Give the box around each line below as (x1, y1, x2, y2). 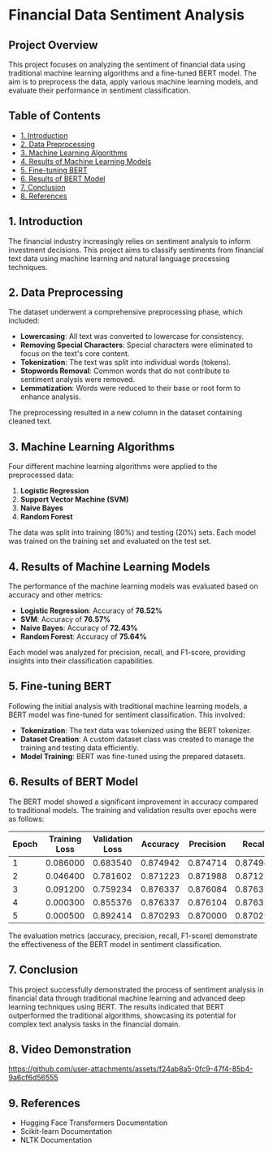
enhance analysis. (19, 392, 81, 402)
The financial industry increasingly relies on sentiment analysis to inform (8, 236, 251, 245)
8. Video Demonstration (8, 1042, 132, 1056)
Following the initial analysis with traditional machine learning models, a (8, 701, 248, 710)
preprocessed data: (8, 470, 75, 480)
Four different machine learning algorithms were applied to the (8, 462, 218, 471)
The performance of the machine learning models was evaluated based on (8, 581, 258, 591)
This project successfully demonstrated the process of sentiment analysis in (8, 984, 264, 994)
